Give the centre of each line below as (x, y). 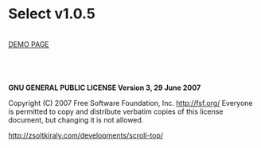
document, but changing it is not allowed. (76, 120)
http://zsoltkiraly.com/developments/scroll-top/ (86, 135)
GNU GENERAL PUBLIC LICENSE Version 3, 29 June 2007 (105, 88)
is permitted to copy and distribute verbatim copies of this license (116, 111)
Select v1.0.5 (52, 14)
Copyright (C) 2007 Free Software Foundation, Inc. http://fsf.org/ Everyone (130, 103)
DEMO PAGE (29, 44)
